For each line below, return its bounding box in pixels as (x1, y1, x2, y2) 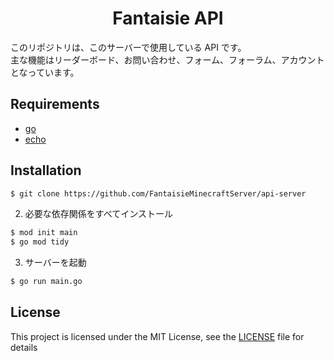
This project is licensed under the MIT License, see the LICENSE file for (10, 330, 305, 342)
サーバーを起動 (24, 257, 87, 269)
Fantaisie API (112, 7, 224, 30)
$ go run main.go (10, 277, 83, 287)
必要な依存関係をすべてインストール (24, 208, 173, 220)
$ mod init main (10, 228, 78, 238)
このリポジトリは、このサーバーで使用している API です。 (10, 41, 247, 53)
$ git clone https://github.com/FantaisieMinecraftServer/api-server (10, 188, 307, 199)
